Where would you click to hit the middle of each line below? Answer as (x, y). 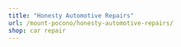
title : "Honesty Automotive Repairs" (71, 16)
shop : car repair (37, 30)
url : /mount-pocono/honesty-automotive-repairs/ (91, 23)
